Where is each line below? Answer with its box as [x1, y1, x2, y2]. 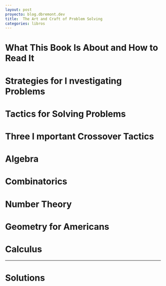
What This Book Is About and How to [5, 42, 158, 53]
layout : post [5, 7, 32, 12]
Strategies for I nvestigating [5, 75, 122, 86]
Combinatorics [5, 176, 68, 187]
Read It [5, 53, 35, 64]
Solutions [5, 272, 45, 284]
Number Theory [5, 198, 72, 210]
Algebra [5, 153, 39, 165]
